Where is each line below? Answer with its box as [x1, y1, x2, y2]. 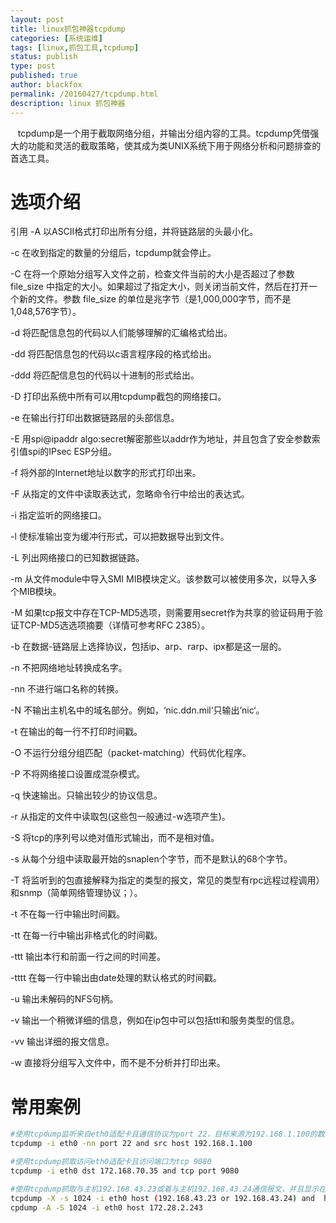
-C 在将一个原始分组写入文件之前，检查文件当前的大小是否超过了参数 [10, 268, 295, 280]
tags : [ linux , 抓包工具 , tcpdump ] [10, 42, 140, 53]
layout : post [10, 14, 65, 25]
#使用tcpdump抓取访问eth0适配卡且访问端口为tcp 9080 [10, 1157, 212, 1167]
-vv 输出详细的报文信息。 [10, 1036, 115, 1048]
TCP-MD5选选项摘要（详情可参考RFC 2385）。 [18, 619, 211, 631]
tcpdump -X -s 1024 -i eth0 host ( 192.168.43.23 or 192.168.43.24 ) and [10, 1193, 315, 1203]
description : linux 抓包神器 [10, 98, 126, 108]
